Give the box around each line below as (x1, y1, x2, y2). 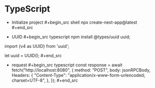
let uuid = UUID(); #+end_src (4, 52, 62, 59)
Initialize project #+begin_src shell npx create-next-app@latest (11, 19, 138, 25)
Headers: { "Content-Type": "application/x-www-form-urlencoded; (11, 72, 146, 78)
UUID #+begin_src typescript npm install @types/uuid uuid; (11, 34, 130, 40)
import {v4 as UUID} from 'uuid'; (4, 43, 70, 49)
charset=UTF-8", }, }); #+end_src (11, 77, 78, 83)
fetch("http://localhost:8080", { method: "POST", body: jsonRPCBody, (11, 67, 151, 73)
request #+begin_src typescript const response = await (11, 62, 123, 68)
